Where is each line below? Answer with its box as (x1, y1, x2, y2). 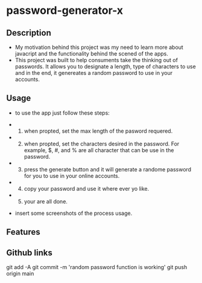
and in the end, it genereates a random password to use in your (14, 69, 173, 76)
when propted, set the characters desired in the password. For (24, 140, 180, 147)
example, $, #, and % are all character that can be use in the (24, 146, 174, 154)
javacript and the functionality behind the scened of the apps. (14, 50, 169, 57)
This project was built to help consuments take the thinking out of (14, 57, 178, 63)
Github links (6, 247, 52, 258)
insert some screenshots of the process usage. (14, 209, 133, 217)
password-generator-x (6, 4, 124, 17)
